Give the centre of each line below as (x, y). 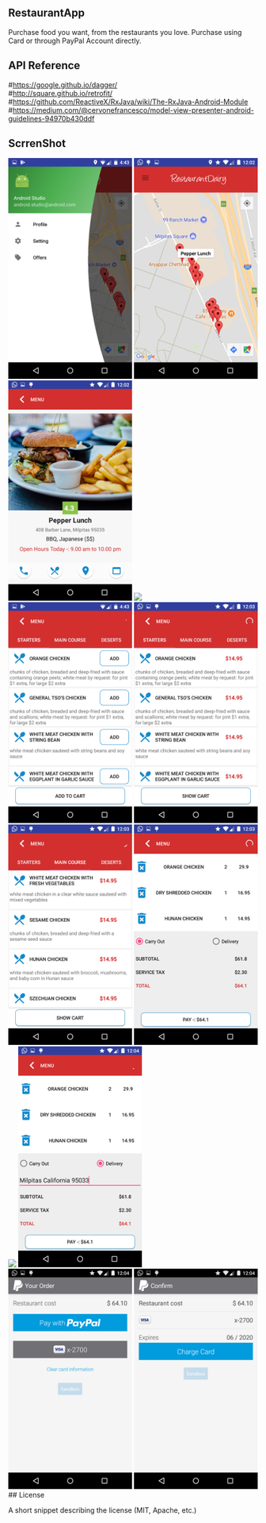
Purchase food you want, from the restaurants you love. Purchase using (125, 32)
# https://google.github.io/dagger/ (63, 85)
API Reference (44, 66)
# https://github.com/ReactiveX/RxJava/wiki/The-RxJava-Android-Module (128, 102)
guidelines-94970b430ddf (51, 118)
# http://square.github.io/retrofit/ (61, 93)
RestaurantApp (47, 13)
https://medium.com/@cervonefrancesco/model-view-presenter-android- (133, 110)
